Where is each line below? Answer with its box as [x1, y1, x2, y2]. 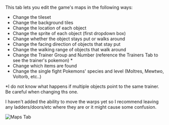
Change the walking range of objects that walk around [12, 47, 126, 52]
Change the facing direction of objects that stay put [12, 41, 121, 47]
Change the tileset [12, 14, 51, 20]
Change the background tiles [12, 20, 74, 25]
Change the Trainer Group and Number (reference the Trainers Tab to [12, 52, 158, 58]
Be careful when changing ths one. [5, 89, 79, 95]
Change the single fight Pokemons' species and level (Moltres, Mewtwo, [12, 68, 164, 74]
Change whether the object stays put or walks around [12, 36, 125, 42]
